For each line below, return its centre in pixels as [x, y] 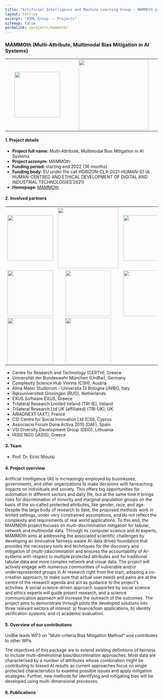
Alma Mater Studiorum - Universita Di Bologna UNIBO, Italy [71, 388]
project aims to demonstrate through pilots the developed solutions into [76, 603]
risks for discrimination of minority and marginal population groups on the [79, 499]
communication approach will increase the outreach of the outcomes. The [79, 598]
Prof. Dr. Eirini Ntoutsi [33, 457]
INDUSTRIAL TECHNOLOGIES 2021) [48, 182]
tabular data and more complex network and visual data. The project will [77, 562]
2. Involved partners [26, 199]
